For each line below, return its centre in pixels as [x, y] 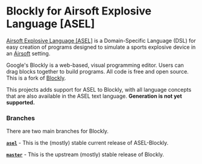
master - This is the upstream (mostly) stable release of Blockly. [85, 154]
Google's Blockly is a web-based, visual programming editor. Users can [95, 65]
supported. [21, 102]
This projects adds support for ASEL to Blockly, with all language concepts [99, 89]
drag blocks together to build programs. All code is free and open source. [97, 71]
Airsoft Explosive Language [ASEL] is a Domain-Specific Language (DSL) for [101, 40]
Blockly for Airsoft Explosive [79, 11]
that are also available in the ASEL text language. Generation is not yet [94, 96]
